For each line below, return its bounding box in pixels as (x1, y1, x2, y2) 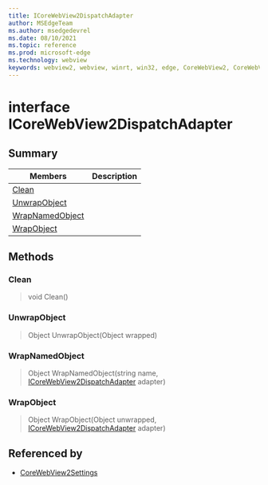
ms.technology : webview (8, 57, 88, 65)
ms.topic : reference (8, 42, 77, 50)
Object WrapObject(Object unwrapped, (27, 415, 157, 424)
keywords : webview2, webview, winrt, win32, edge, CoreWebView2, (8, 64, 230, 72)
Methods (8, 250, 54, 264)
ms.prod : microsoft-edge (8, 49, 91, 57)
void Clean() (27, 292, 69, 302)
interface (8, 97, 70, 116)
